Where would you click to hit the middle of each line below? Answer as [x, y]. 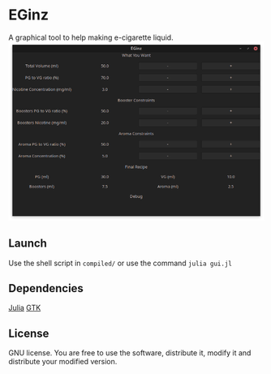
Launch [28, 244]
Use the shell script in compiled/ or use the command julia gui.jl [120, 263]
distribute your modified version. [63, 362]
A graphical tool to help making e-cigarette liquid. [91, 37]
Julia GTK [25, 308]
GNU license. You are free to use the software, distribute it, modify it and [130, 353]
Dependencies [46, 288]
